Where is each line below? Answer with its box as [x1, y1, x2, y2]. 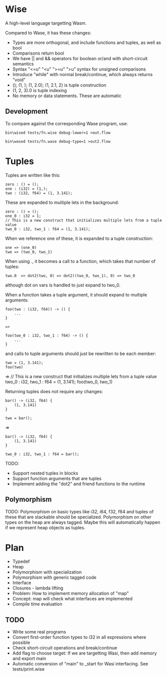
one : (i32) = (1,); [5, 186, 48, 191]
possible [12, 639, 30, 645]
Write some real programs [12, 629, 66, 635]
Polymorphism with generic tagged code [12, 574, 96, 580]
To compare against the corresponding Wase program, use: [5, 120, 128, 126]
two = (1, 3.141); [5, 360, 43, 365]
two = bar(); [5, 416, 32, 421]
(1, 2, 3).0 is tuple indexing [12, 87, 67, 93]
